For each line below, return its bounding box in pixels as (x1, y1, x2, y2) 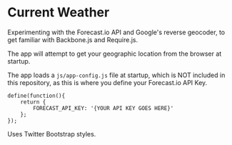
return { (20, 98, 46, 106)
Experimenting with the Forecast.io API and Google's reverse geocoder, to (7, 28, 226, 36)
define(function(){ (7, 92, 66, 99)
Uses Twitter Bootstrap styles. (7, 129, 96, 138)
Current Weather (7, 4, 110, 21)
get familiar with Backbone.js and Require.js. (7, 35, 138, 44)
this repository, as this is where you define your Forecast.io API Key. (7, 78, 208, 86)
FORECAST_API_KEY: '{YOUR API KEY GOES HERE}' (33, 104, 174, 111)
